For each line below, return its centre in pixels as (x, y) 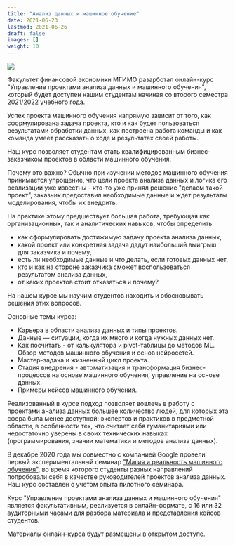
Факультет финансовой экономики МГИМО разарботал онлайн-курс (110, 79)
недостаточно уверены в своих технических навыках (88, 433)
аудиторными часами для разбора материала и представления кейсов (114, 513)
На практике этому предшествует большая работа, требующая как (109, 216)
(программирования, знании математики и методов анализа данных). (113, 441)
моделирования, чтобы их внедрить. (62, 202)
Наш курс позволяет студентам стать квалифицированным (96, 151)
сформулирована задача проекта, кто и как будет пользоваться (103, 123)
